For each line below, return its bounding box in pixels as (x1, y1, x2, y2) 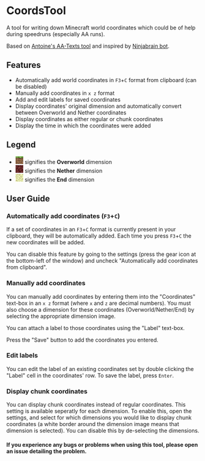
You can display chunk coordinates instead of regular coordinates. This (6, 401, 186, 408)
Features (6, 60, 41, 70)
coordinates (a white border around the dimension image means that (6, 421, 179, 428)
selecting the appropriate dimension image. (6, 312, 116, 320)
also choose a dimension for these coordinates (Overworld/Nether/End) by (6, 305, 195, 313)
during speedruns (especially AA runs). (6, 30, 105, 37)
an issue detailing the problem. (6, 448, 87, 455)
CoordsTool (6, 4, 66, 18)
